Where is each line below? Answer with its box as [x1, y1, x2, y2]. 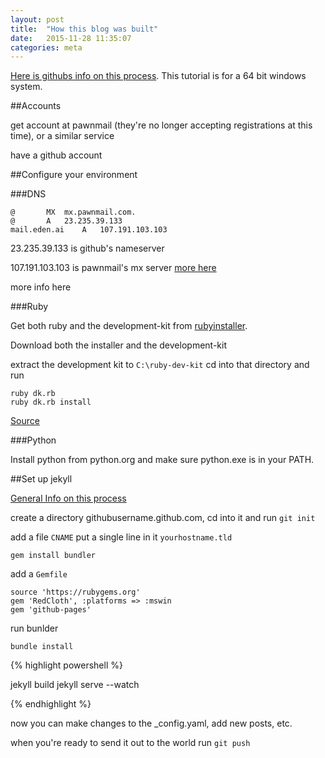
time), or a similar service [10, 130, 115, 142]
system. [10, 81, 43, 93]
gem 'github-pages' [10, 605, 92, 615]
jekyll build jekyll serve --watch [10, 679, 140, 691]
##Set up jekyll [10, 473, 73, 485]
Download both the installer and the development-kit [10, 339, 227, 351]
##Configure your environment [10, 169, 138, 181]
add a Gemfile [10, 568, 68, 580]
